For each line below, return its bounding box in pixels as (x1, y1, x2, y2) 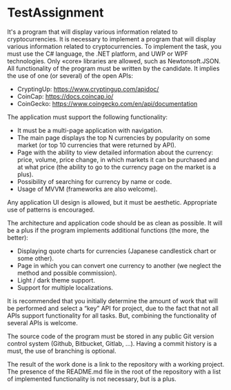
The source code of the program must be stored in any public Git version (7, 332, 214, 340)
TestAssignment (7, 5, 104, 21)
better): (7, 233, 29, 242)
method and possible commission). (17, 269, 117, 277)
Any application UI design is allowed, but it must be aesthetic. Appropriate (7, 198, 217, 206)
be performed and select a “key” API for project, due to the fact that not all (7, 304, 219, 312)
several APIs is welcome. (7, 318, 78, 327)
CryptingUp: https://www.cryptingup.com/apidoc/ (17, 85, 159, 93)
